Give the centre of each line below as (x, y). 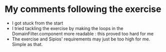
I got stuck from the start (37, 23)
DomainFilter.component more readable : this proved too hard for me (82, 33)
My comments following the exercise (83, 9)
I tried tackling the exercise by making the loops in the (67, 28)
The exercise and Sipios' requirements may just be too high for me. (81, 39)
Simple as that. (27, 44)
